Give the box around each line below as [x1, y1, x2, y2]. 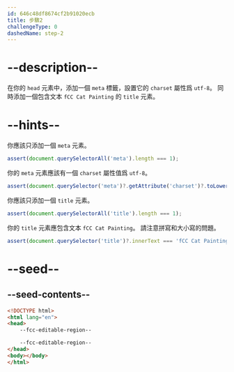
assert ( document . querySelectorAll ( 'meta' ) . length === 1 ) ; [7, 155, 179, 163]
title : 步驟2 [7, 17, 43, 24]
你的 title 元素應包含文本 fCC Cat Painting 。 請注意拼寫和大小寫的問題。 [7, 223, 221, 232]
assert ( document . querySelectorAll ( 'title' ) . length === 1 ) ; [7, 210, 182, 217]
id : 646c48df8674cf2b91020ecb [7, 10, 95, 17]
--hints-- [7, 117, 61, 133]
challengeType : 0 [7, 23, 58, 30]
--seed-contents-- [7, 289, 91, 301]
